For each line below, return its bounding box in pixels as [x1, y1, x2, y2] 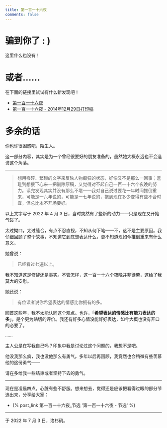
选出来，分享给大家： [5, 392, 49, 398]
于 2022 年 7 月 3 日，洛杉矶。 [5, 418, 68, 424]
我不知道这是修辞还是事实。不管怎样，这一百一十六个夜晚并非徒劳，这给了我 [5, 272, 162, 278]
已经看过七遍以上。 [17, 261, 57, 267]
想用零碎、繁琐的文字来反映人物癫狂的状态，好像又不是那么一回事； [17, 175, 157, 181]
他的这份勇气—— [5, 360, 40, 366]
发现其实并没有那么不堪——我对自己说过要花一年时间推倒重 [34, 188, 157, 194]
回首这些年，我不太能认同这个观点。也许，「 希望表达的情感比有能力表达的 [5, 310, 156, 316]
